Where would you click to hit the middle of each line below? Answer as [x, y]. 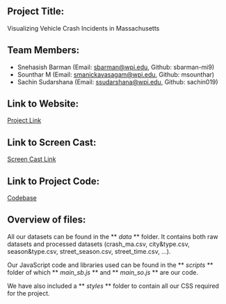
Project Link [24, 121]
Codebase [22, 198]
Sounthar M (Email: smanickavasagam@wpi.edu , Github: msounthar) [115, 74]
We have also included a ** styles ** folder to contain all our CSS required [113, 286]
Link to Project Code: [54, 181]
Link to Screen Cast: [52, 142]
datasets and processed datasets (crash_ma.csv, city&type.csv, [98, 244]
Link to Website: [43, 104]
